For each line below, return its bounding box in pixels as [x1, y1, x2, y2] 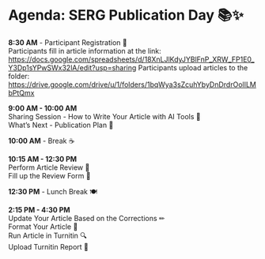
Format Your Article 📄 [8, 222, 78, 231]
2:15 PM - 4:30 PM [8, 205, 70, 214]
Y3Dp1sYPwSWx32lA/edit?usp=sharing [8, 62, 137, 72]
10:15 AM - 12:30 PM [8, 154, 78, 163]
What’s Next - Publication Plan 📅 [8, 120, 114, 129]
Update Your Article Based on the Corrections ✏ [8, 213, 165, 223]
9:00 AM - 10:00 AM [8, 103, 78, 113]
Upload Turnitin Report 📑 [8, 242, 89, 251]
